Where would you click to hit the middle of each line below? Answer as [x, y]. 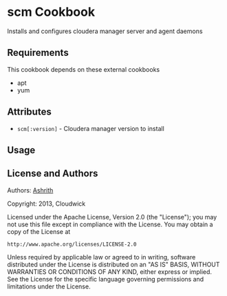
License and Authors [53, 174]
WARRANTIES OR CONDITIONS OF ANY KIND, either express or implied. [109, 272]
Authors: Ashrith [30, 190]
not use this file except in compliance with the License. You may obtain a [110, 224]
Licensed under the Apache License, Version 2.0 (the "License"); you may [112, 217]
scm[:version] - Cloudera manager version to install [91, 128]
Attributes [29, 112]
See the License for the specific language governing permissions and [106, 279]
